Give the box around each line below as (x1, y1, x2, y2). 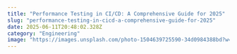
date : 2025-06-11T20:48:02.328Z (7, 23, 102, 30)
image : (7, 36, 27, 43)
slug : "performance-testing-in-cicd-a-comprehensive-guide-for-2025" (7, 17, 217, 24)
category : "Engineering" (7, 29, 80, 37)
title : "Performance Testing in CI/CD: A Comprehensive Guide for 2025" (7, 10, 226, 18)
